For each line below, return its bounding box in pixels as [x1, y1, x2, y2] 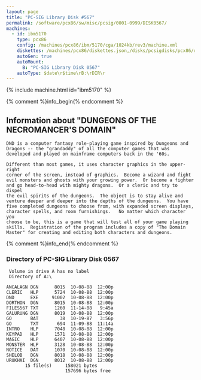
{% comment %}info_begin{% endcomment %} [6, 98, 124, 105]
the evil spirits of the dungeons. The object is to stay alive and [6, 193, 184, 199]
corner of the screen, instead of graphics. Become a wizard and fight [6, 172, 191, 178]
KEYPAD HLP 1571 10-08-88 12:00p [6, 332, 114, 338]
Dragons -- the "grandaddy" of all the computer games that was [6, 146, 170, 152]
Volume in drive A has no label [8, 269, 90, 275]
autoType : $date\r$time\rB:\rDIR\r [17, 70, 106, 76]
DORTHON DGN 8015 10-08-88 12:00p [6, 300, 114, 306]
